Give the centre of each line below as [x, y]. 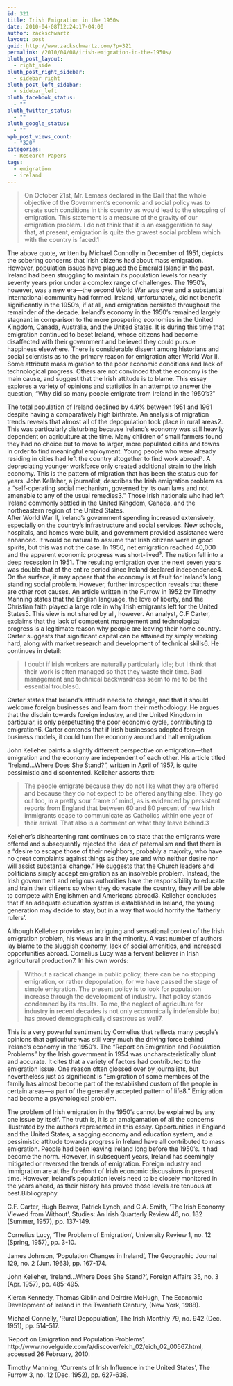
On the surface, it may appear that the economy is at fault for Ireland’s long [114, 577]
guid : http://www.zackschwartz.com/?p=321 [69, 46]
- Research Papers [40, 156]
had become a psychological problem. [62, 1098]
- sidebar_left [35, 91]
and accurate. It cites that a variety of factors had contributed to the [104, 1061]
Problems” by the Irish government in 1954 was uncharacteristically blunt [112, 1054]
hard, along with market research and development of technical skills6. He [113, 643]
